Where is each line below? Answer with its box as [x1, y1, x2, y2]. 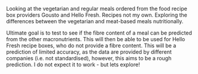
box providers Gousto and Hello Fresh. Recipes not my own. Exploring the [6, 11, 188, 18]
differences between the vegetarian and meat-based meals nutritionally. [6, 18, 184, 24]
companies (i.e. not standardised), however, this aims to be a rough [6, 55, 172, 61]
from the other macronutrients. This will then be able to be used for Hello [6, 36, 185, 42]
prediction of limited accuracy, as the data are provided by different [6, 48, 172, 55]
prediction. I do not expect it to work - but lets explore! [6, 61, 140, 68]
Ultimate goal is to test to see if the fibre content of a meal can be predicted [6, 29, 193, 36]
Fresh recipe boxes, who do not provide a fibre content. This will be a [6, 42, 177, 49]
